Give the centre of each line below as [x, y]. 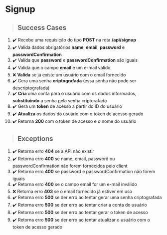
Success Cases [42, 28]
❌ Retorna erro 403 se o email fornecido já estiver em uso [72, 191]
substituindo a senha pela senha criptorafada [60, 101]
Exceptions [35, 139]
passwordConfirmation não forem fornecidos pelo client [70, 166]
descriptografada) [31, 88]
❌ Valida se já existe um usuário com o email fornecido [69, 75]
